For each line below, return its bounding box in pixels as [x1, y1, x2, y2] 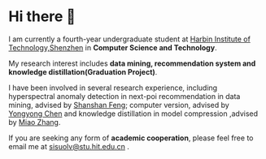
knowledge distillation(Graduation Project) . [8, 67, 158, 76]
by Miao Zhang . [8, 117, 61, 127]
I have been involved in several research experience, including [8, 83, 218, 92]
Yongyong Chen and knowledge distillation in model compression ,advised [8, 109, 259, 118]
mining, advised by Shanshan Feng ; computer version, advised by [8, 100, 229, 110]
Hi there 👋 [8, 7, 76, 26]
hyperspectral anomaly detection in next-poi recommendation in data [8, 91, 241, 101]
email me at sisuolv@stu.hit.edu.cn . [8, 141, 130, 151]
